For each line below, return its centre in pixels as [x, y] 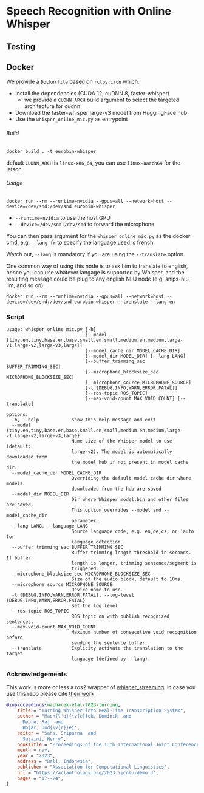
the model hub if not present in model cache [130, 463]
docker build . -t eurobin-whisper [51, 151]
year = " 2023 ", [36, 756]
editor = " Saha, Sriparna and [57, 733]
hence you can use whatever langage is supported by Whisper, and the [95, 272]
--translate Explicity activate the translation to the [97, 648]
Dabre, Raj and [43, 722]
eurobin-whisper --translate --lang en [124, 302]
